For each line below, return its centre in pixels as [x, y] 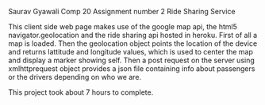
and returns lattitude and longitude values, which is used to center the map [131, 52]
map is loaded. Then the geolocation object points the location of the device [133, 43]
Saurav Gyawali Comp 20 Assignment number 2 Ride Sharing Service [122, 11]
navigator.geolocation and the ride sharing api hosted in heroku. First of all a [133, 35]
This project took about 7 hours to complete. [81, 92]
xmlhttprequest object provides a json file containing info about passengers [132, 69]
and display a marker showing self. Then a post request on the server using [132, 60]
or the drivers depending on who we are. [75, 77]
